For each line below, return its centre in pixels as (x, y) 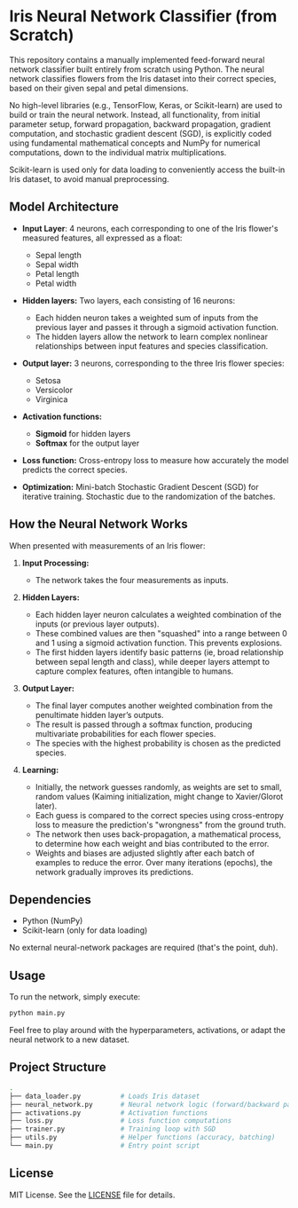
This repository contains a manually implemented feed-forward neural (137, 59)
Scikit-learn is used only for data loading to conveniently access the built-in (147, 170)
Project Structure (58, 1067)
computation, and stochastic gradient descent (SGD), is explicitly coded (141, 133)
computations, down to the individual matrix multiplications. (118, 152)
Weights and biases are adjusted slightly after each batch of (145, 853)
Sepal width (57, 264)
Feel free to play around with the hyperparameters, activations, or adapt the (148, 1030)
